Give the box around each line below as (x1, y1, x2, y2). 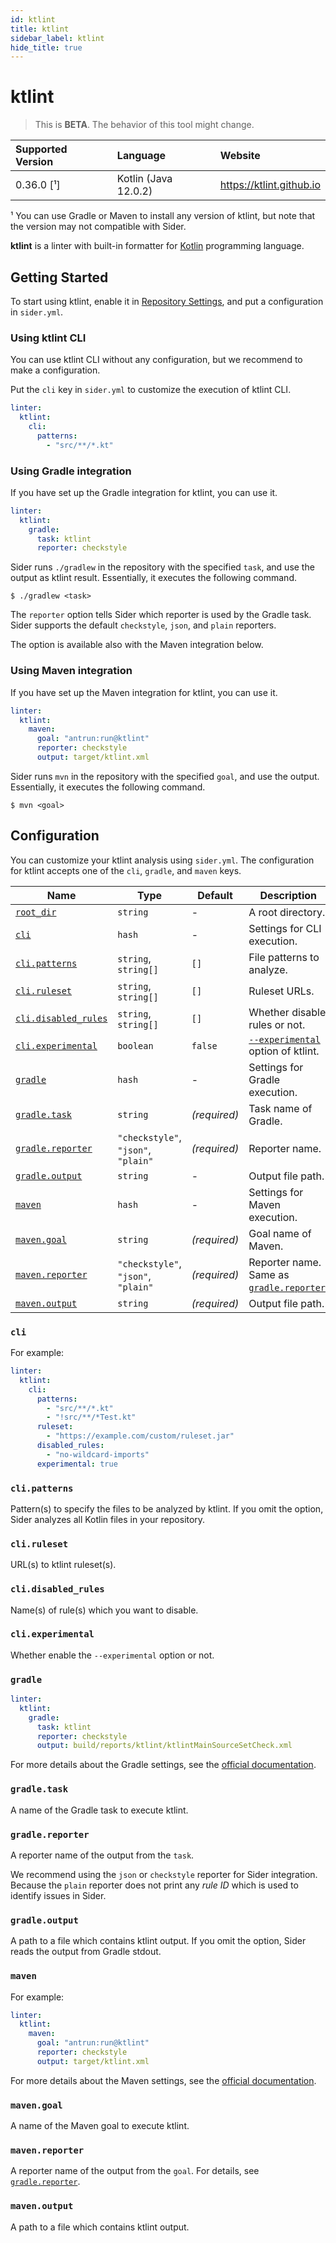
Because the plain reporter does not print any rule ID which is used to (10, 1879, 299, 1891)
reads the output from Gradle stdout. (10, 1946, 162, 1958)
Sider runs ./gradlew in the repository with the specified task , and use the (10, 561, 315, 573)
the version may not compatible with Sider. (10, 221, 187, 233)
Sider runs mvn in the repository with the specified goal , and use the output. (10, 770, 320, 782)
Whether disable (248, 1005, 327, 1019)
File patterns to (248, 950, 320, 964)
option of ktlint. (248, 1044, 320, 1058)
